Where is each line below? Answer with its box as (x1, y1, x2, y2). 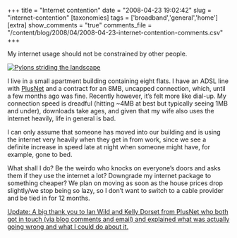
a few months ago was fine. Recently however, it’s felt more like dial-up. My (7, 92, 227, 100)
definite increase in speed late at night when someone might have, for (7, 143, 210, 151)
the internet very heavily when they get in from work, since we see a (7, 135, 207, 144)
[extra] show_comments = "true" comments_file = (7, 21, 152, 29)
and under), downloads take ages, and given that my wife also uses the (7, 107, 214, 115)
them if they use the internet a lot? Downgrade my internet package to (7, 172, 212, 180)
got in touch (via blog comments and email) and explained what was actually (7, 215, 230, 223)
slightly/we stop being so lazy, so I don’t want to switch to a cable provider (7, 187, 224, 194)
